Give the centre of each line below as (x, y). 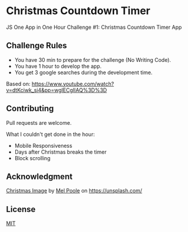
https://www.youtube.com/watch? (73, 84)
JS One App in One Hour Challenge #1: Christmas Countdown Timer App (94, 27)
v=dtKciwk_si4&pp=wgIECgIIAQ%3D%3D (57, 90)
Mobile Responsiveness (43, 145)
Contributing (30, 109)
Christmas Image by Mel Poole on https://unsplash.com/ (74, 191)
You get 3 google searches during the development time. (83, 72)
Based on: (18, 84)
